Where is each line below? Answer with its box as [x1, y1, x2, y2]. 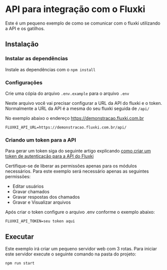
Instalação [5, 40, 39, 49]
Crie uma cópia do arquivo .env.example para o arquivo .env [5, 90, 129, 96]
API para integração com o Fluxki [5, 4, 145, 15]
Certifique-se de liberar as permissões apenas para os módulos [5, 163, 137, 169]
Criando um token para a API [5, 137, 76, 144]
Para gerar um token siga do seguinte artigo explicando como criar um [5, 148, 151, 154]
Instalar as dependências [5, 55, 68, 62]
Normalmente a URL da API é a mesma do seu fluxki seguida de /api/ [5, 105, 149, 111]
